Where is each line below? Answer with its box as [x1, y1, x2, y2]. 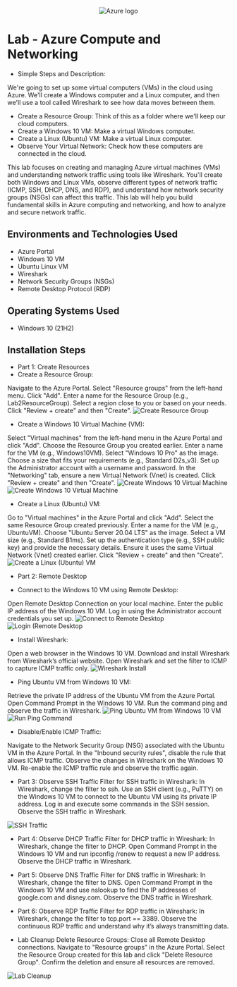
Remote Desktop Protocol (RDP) [17, 284, 111, 293]
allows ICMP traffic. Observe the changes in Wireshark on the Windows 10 [7, 756, 224, 765]
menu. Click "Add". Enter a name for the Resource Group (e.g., [7, 391, 188, 400]
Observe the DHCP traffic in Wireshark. [17, 857, 132, 866]
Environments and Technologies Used [7, 228, 178, 240]
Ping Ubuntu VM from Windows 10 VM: [17, 678, 132, 687]
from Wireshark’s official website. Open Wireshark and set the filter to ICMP [7, 656, 227, 666]
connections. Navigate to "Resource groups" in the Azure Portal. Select [17, 943, 225, 952]
